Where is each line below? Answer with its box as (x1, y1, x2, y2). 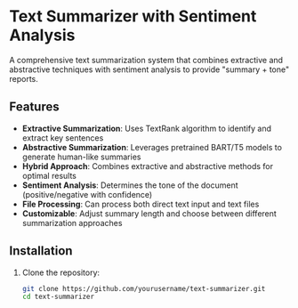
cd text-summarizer (21, 292, 95, 302)
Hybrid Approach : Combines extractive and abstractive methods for (21, 160, 274, 171)
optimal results (21, 170, 77, 181)
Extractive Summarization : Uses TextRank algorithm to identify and (21, 123, 272, 134)
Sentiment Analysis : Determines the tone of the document (21, 180, 238, 190)
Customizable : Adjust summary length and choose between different (21, 207, 278, 219)
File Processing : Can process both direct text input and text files (21, 199, 260, 209)
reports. (9, 73, 38, 84)
